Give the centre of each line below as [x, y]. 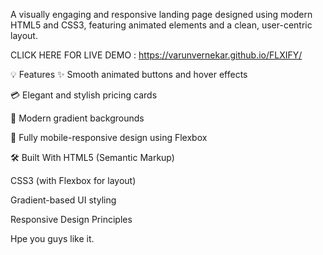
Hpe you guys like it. [52, 238]
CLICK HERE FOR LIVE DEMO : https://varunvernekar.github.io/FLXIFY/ [156, 55]
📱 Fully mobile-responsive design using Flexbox [109, 137]
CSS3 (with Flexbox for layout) [73, 180]
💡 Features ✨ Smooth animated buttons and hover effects [129, 74]
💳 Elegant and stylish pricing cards [84, 95]
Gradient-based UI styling [63, 200]
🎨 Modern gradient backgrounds [77, 118]
